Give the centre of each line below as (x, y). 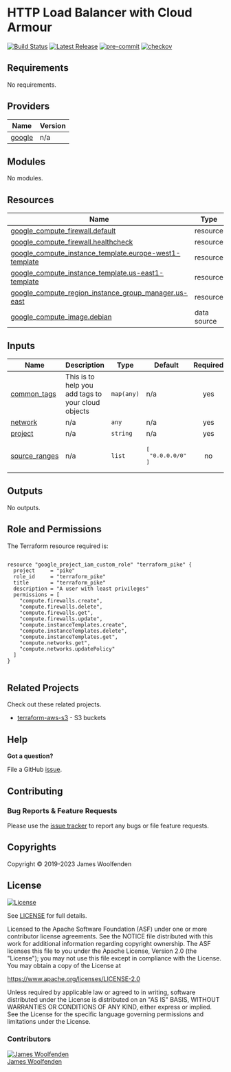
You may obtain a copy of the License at (64, 965)
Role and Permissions (54, 529)
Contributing (35, 791)
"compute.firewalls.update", (61, 619)
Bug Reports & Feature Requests (62, 810)
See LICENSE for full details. (47, 915)
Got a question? (30, 756)
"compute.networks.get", (55, 643)
